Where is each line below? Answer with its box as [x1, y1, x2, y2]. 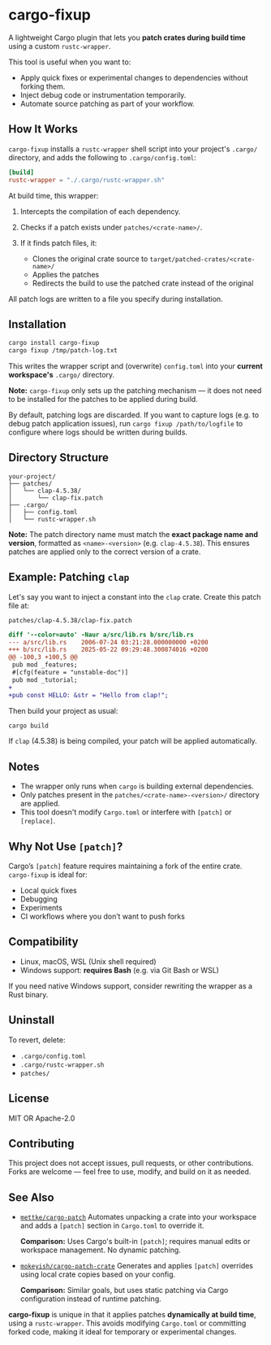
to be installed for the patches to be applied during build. [8, 395, 199, 404]
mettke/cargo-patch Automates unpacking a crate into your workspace [19, 1212, 257, 1222]
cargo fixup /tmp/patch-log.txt [8, 347, 118, 355]
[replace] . [19, 816, 56, 826]
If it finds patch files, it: [19, 238, 97, 247]
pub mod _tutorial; [11, 675, 79, 684]
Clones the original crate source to [32, 254, 148, 264]
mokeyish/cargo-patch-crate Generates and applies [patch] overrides [19, 1261, 254, 1271]
